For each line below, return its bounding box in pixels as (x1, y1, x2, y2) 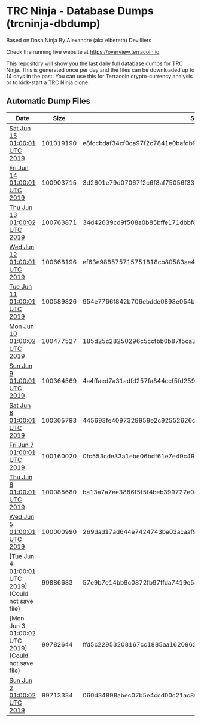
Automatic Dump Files (6, 96, 91, 106)
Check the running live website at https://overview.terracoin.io (6, 48, 160, 55)
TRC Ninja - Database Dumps (6, 4, 154, 18)
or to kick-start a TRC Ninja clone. (6, 79, 90, 86)
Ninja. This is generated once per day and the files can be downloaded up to (6, 66, 195, 73)
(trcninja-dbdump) (6, 17, 100, 30)
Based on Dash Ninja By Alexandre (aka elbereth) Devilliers (6, 36, 152, 44)
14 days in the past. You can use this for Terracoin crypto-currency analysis (6, 72, 193, 79)
